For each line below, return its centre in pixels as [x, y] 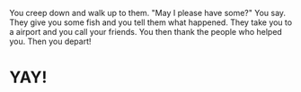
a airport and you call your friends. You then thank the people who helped [146, 32]
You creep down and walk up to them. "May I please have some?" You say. [147, 13]
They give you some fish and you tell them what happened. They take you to [151, 22]
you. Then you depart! [50, 41]
